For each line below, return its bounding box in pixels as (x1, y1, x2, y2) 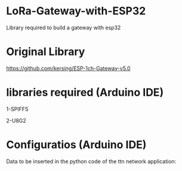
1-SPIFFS (6, 105, 29, 112)
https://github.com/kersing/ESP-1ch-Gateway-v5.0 (6, 65, 131, 72)
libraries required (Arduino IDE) (6, 85, 164, 99)
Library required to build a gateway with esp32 (6, 24, 121, 31)
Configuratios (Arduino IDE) (6, 138, 147, 151)
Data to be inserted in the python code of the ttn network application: (6, 157, 177, 165)
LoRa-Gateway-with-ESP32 (6, 4, 146, 18)
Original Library (6, 45, 85, 59)
